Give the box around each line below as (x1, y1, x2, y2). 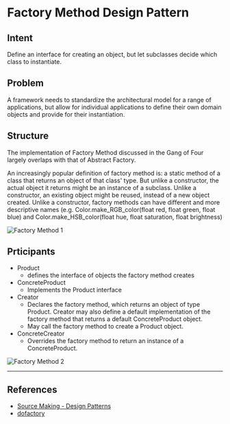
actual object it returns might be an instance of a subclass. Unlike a (7, 183, 197, 191)
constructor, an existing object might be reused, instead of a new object (7, 191, 210, 199)
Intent (7, 32, 33, 44)
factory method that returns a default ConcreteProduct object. (27, 315, 203, 323)
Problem (7, 78, 44, 89)
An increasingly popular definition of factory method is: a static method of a (7, 169, 221, 177)
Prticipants (7, 246, 56, 258)
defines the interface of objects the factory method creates (27, 271, 195, 279)
